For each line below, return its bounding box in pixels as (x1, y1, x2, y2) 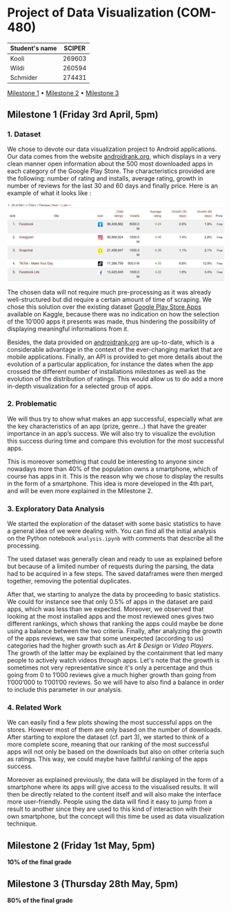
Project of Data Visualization (7, 5, 174, 21)
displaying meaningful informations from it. (7, 324, 129, 332)
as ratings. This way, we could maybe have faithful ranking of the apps (7, 755, 208, 763)
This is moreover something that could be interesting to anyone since (7, 457, 204, 465)
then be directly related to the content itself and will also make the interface (7, 790, 222, 799)
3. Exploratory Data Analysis (7, 503, 105, 513)
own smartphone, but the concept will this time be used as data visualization (7, 812, 225, 821)
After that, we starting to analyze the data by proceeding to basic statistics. (7, 590, 221, 599)
